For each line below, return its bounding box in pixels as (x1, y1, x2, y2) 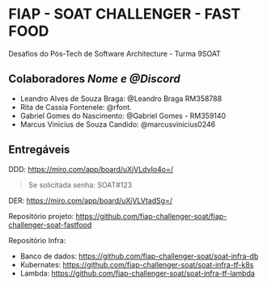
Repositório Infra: (8, 235, 66, 245)
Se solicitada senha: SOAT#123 (28, 179, 133, 190)
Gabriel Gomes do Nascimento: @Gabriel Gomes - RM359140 (19, 111, 227, 120)
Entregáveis (8, 143, 70, 157)
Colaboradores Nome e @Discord (8, 72, 180, 86)
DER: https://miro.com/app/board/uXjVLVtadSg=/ (8, 196, 172, 205)
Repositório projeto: (8, 211, 74, 221)
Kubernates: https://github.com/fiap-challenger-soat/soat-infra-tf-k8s (19, 259, 254, 269)
